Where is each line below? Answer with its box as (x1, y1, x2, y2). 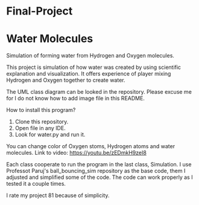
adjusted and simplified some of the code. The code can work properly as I (6, 174, 193, 181)
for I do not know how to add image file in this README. (6, 95, 145, 102)
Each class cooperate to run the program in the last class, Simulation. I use (6, 161, 192, 168)
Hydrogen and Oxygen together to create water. (6, 77, 125, 84)
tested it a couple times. (6, 180, 66, 187)
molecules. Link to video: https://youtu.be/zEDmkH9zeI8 (6, 149, 147, 157)
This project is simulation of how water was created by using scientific (6, 63, 182, 71)
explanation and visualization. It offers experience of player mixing (6, 70, 171, 77)
